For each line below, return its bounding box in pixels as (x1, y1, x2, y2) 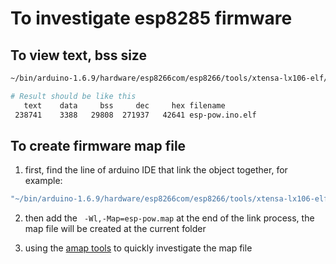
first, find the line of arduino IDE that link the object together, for (24, 164, 288, 176)
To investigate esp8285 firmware (10, 7, 293, 30)
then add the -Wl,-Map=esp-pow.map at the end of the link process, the (24, 212, 315, 224)
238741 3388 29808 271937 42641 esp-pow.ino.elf (14, 110, 257, 120)
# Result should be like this (10, 91, 137, 101)
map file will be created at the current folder (24, 223, 207, 235)
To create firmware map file (10, 137, 187, 154)
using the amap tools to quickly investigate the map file (24, 242, 253, 254)
